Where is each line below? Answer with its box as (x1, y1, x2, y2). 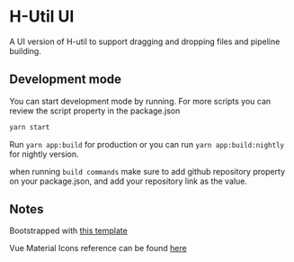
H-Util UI (9, 6, 75, 27)
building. (9, 45, 42, 56)
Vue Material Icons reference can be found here (9, 243, 187, 254)
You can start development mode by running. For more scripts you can (9, 95, 272, 106)
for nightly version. (9, 149, 79, 159)
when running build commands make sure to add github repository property (9, 166, 286, 176)
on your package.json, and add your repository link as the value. (9, 176, 247, 186)
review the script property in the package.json (9, 105, 181, 116)
